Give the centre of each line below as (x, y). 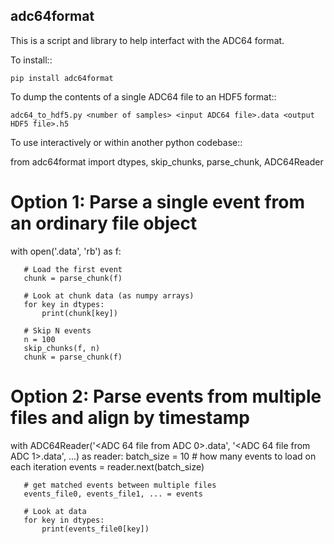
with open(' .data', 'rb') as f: (66, 251)
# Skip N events (57, 330)
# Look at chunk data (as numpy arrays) (109, 295)
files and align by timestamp (130, 417)
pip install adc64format (62, 78)
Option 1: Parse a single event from (158, 202)
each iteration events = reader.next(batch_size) (107, 466)
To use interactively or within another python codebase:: (126, 142)
